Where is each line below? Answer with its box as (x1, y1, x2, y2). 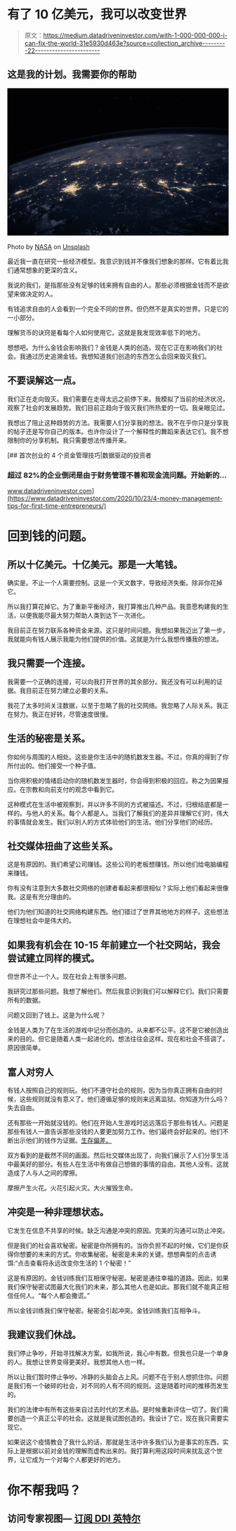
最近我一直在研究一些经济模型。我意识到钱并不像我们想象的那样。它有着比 (7, 257, 223, 265)
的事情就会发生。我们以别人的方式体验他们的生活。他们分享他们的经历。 (7, 818, 216, 826)
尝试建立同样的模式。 (7, 952, 100, 964)
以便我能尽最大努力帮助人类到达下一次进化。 (19, 611, 149, 620)
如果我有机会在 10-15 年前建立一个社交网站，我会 (7, 939, 221, 951)
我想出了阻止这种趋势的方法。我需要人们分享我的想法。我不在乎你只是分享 (7, 418, 223, 426)
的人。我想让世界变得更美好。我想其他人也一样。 (7, 1357, 149, 1366)
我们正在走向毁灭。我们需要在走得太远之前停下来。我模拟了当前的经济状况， (7, 395, 229, 403)
